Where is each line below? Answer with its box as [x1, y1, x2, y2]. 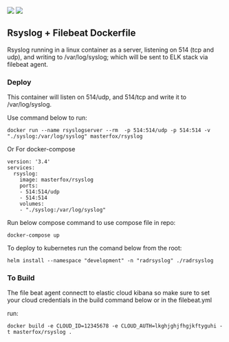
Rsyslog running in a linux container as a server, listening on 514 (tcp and [7, 45, 215, 54]
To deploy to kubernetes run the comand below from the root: [7, 244, 182, 253]
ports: [19, 182, 39, 189]
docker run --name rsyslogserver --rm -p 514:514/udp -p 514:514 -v [7, 127, 211, 134]
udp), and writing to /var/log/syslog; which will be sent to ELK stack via [7, 52, 208, 61]
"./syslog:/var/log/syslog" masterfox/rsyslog [7, 133, 143, 140]
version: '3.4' [7, 158, 51, 165]
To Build [7, 273, 35, 283]
